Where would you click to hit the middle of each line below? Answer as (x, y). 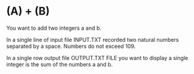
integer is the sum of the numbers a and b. (60, 64)
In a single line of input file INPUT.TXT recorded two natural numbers (93, 39)
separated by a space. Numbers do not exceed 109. (71, 46)
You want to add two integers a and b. (54, 28)
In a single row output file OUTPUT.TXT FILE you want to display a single (97, 58)
